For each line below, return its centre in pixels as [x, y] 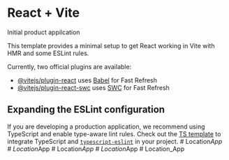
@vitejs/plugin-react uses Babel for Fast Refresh [87, 80]
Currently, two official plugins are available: [69, 66]
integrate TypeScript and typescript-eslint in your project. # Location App [115, 141]
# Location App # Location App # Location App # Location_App [96, 149]
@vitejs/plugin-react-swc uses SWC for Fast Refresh [93, 87]
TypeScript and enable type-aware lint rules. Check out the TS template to [114, 133]
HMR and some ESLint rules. [48, 53]
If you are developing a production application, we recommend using [106, 126]
